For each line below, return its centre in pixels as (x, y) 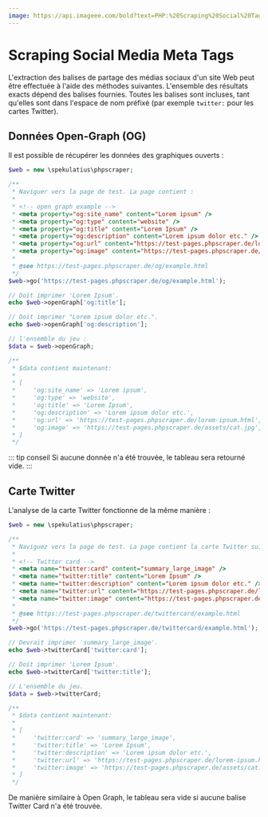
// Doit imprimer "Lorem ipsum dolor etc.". (83, 317)
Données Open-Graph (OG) (77, 136)
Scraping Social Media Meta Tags (121, 55)
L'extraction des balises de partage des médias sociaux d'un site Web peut (132, 77)
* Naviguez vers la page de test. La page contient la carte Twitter (130, 547)
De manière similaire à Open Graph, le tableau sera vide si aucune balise (127, 798)
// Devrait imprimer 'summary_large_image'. (83, 643)
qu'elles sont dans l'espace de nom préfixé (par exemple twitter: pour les (131, 103)
